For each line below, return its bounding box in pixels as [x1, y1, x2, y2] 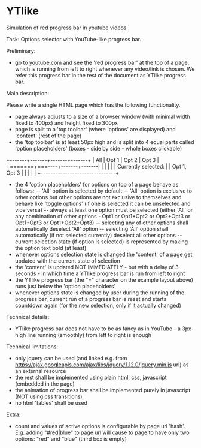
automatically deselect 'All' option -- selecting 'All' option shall [14, 225, 169, 232]
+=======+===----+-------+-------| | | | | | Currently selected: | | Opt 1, [6, 163, 187, 170]
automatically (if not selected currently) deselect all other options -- [14, 231, 182, 239]
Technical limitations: [6, 343, 59, 350]
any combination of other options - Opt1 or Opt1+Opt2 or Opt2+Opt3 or [14, 212, 190, 220]
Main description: [6, 89, 50, 97]
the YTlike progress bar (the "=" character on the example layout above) [14, 276, 193, 283]
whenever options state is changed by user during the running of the [14, 289, 184, 296]
